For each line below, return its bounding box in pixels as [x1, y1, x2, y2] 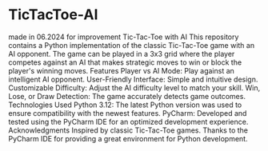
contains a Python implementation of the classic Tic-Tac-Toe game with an [8, 40, 254, 50]
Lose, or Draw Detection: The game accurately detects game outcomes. [8, 91, 246, 101]
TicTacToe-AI [8, 6, 98, 24]
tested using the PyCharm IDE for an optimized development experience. [8, 117, 249, 126]
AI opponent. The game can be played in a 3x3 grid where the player [8, 49, 235, 58]
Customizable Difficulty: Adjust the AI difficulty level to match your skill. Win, [8, 82, 261, 93]
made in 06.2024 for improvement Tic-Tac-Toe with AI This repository [8, 32, 239, 42]
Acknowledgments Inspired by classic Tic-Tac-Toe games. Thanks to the [8, 125, 248, 135]
